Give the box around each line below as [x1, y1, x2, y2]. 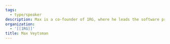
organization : [5, 21, 35, 27]
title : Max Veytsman [5, 31, 49, 36]
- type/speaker [10, 12, 42, 17]
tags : [5, 7, 17, 13]
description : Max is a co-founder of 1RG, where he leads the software [5, 17, 159, 22]
